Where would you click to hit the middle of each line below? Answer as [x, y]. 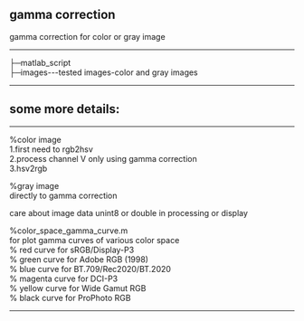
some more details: [65, 109]
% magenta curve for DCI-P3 [64, 279]
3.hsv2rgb [28, 168]
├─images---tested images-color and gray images [104, 72]
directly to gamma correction [63, 195]
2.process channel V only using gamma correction [103, 158]
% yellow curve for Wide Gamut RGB [78, 288]
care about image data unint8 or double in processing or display [129, 212]
